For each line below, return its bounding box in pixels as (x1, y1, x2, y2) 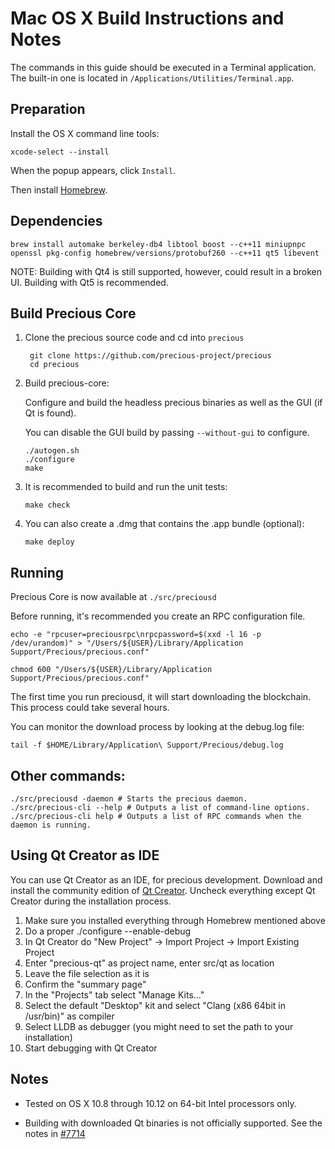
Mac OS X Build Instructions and (10, 7, 285, 30)
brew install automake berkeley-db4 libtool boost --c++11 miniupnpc (10, 239, 307, 249)
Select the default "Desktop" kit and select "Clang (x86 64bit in (24, 999, 286, 1011)
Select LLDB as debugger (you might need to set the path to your (24, 1020, 294, 1032)
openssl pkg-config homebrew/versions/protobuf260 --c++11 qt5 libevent (10, 248, 320, 258)
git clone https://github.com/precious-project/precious (29, 351, 272, 361)
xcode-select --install (10, 147, 110, 157)
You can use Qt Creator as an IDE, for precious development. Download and (10, 873, 323, 886)
